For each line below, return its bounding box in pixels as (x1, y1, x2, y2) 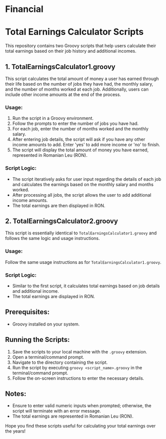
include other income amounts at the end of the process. (5, 91, 121, 98)
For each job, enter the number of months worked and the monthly (12, 126, 149, 132)
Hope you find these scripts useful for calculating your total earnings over (5, 423, 156, 429)
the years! (5, 428, 26, 434)
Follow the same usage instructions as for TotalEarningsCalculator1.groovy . (5, 259, 162, 265)
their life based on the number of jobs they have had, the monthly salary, (5, 81, 154, 87)
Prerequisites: (5, 308, 50, 317)
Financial (5, 3, 44, 15)
